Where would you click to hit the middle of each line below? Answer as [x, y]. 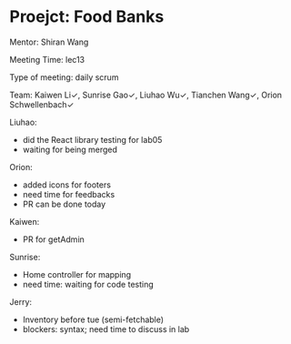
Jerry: [21, 301]
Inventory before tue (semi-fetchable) [93, 319]
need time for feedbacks [69, 194]
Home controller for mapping [77, 274]
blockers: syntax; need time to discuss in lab [106, 329]
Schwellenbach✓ [42, 104]
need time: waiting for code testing [88, 284]
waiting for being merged [70, 149]
